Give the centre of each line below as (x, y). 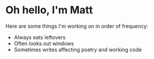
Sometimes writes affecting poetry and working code (78, 49)
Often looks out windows (44, 43)
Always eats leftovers (40, 37)
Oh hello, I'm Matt (49, 10)
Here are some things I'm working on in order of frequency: (77, 26)
